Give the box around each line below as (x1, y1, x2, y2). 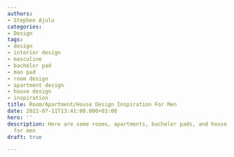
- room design (7, 75, 49, 82)
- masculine (7, 56, 42, 63)
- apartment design (7, 82, 64, 89)
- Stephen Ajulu (7, 17, 55, 24)
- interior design (7, 50, 61, 57)
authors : (7, 10, 33, 17)
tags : (7, 36, 23, 43)
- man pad (7, 68, 36, 75)
